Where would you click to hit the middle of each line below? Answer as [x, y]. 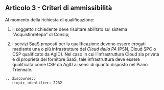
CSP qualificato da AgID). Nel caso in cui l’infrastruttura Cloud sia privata [86, 54]
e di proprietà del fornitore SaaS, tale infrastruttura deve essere [76, 59]
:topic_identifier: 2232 [37, 83]
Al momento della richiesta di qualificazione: [50, 19]
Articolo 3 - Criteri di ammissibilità [59, 8]
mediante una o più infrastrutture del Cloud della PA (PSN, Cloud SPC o [84, 49]
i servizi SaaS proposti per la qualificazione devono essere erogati [79, 44]
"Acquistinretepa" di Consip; [41, 34]
